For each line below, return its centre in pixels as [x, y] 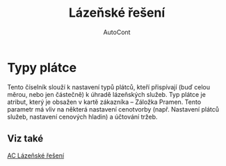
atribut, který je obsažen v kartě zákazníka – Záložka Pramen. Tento [104, 102]
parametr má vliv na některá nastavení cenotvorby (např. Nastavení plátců [113, 109]
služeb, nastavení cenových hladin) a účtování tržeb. [82, 116]
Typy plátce [42, 67]
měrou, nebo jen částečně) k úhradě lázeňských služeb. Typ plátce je [107, 94]
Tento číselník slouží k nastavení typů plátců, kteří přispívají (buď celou [109, 87]
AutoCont [117, 32]
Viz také [25, 138]
